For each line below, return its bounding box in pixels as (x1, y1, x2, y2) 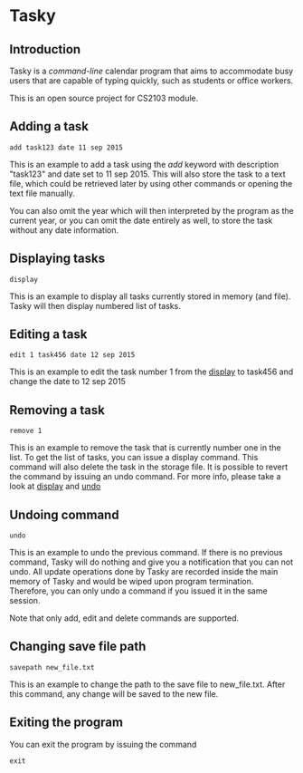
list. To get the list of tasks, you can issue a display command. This (9, 452, 259, 463)
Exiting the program (9, 715, 124, 730)
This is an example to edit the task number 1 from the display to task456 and (9, 366, 294, 377)
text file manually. (9, 188, 75, 198)
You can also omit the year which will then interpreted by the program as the (9, 205, 294, 216)
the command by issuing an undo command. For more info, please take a (9, 471, 281, 482)
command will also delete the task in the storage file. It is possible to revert (9, 461, 289, 472)
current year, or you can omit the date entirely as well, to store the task (9, 215, 273, 226)
